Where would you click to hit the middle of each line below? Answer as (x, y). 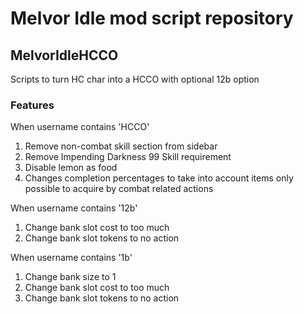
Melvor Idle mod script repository (152, 18)
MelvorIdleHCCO (64, 55)
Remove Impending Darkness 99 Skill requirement (128, 157)
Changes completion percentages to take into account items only (159, 178)
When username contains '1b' (71, 258)
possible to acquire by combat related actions (119, 189)
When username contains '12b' (74, 208)
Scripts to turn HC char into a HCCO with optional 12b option (135, 79)
